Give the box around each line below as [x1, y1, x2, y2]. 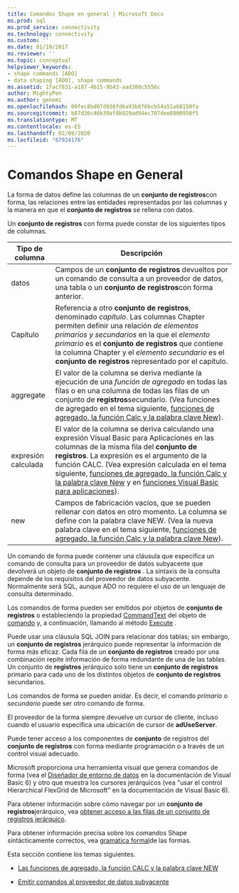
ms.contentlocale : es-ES [7, 122, 81, 130]
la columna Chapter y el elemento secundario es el [55, 348, 225, 357]
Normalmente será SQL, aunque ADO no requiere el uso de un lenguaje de [7, 582, 225, 591]
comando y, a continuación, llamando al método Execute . [7, 619, 176, 627]
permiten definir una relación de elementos [55, 321, 199, 331]
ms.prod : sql [7, 17, 46, 24]
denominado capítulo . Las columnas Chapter [55, 312, 205, 322]
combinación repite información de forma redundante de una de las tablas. [7, 655, 226, 664]
